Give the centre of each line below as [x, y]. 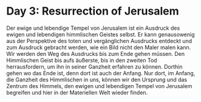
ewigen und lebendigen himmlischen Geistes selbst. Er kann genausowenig [101, 34]
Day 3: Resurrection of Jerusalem [93, 11]
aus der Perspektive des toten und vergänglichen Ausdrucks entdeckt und [99, 41]
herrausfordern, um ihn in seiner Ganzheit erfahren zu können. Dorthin [94, 66]
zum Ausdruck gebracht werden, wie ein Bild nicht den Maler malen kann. [99, 47]
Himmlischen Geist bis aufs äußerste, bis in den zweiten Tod [82, 60]
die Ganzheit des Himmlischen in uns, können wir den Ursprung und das [97, 80]
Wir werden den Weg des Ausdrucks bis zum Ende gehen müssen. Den [96, 53]
